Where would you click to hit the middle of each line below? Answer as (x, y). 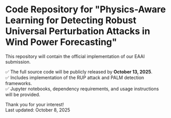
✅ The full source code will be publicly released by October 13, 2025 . (79, 72)
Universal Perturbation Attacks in (78, 31)
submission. (18, 62)
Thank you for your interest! (35, 104)
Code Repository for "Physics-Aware (86, 9)
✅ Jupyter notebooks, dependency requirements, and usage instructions (82, 89)
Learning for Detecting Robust (71, 20)
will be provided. (23, 94)
